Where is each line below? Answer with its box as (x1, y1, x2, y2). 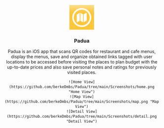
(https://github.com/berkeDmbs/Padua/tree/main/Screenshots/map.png (4, 99, 148, 104)
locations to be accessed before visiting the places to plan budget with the (6, 59, 158, 65)
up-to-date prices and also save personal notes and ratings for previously (7, 64, 157, 70)
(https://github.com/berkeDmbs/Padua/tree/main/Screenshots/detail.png (6, 114, 157, 119)
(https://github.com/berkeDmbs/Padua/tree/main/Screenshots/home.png (8, 85, 155, 90)
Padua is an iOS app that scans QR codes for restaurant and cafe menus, (7, 49, 156, 55)
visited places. (67, 69, 97, 75)
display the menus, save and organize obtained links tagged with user (11, 54, 153, 60)
